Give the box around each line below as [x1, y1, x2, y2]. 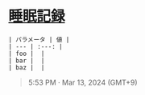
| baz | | [8, 63, 45, 72]
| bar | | [8, 57, 45, 65]
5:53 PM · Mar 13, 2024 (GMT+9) [27, 77, 139, 87]
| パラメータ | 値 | [8, 35, 70, 44]
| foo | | [8, 49, 45, 57]
